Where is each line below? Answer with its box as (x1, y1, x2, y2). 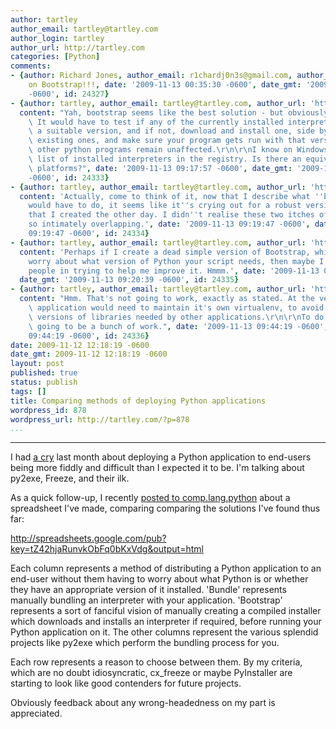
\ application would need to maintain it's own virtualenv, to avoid (28, 303, 325, 313)
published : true (10, 368, 78, 378)
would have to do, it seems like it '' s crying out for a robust (28, 201, 302, 211)
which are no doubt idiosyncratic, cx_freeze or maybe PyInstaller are (10, 667, 293, 679)
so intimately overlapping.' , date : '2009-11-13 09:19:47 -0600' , (28, 219, 311, 230)
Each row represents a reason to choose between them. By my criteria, (10, 656, 303, 668)
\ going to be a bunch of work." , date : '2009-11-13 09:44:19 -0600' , (28, 321, 329, 331)
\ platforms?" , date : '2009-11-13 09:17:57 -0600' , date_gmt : (28, 163, 293, 173)
